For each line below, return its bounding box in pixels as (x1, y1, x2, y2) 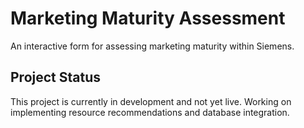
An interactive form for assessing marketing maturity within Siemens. (10, 40, 295, 52)
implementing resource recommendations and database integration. (10, 106, 290, 118)
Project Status (10, 69, 102, 86)
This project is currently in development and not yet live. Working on (10, 95, 292, 107)
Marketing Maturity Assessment (10, 7, 286, 30)
